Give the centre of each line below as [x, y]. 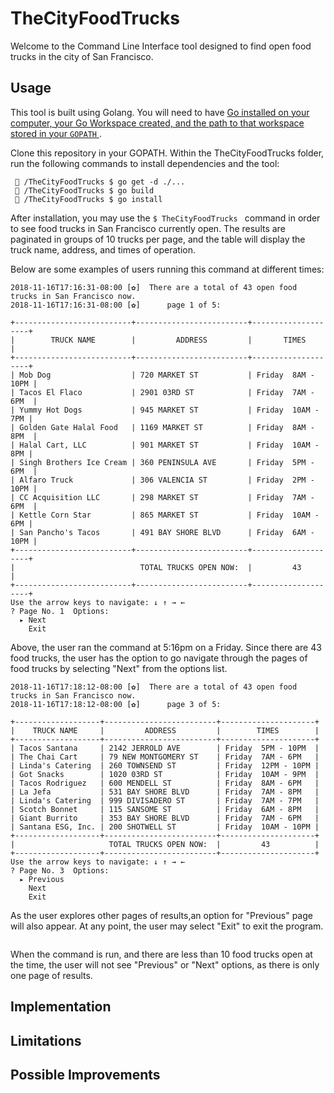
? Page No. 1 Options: [60, 611]
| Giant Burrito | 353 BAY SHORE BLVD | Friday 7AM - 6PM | [165, 818]
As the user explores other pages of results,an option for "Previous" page [161, 915]
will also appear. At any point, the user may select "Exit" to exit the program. [167, 926]
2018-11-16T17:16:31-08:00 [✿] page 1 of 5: [116, 305]
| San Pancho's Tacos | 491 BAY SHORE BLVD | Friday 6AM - [162, 532]
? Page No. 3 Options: [60, 870]
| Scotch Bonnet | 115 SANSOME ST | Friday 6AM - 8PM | [165, 809]
